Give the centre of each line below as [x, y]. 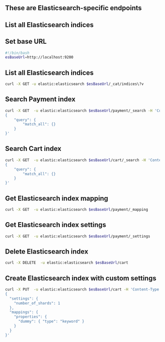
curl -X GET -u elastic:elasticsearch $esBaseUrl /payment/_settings [78, 236]
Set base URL [26, 42]
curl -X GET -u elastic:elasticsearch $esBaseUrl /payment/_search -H [79, 111]
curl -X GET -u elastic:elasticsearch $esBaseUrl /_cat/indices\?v [74, 84]
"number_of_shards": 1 [37, 303]
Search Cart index [33, 149]
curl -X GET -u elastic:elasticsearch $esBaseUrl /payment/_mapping [77, 209]
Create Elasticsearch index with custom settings [81, 278]
